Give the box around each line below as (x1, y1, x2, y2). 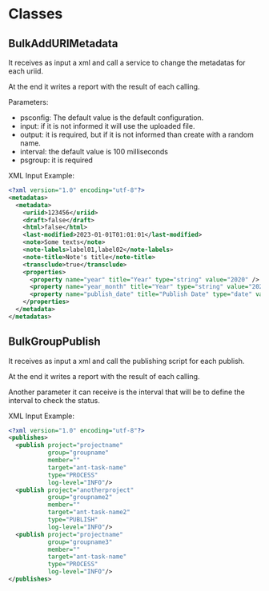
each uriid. (8, 66, 44, 76)
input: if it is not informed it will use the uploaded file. (19, 122, 195, 130)
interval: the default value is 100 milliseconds (19, 147, 168, 156)
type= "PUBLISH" (47, 516, 98, 524)
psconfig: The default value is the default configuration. (19, 113, 204, 122)
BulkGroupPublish (8, 335, 101, 349)
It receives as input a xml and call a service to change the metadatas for (8, 58, 246, 67)
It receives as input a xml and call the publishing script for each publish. (8, 356, 245, 365)
